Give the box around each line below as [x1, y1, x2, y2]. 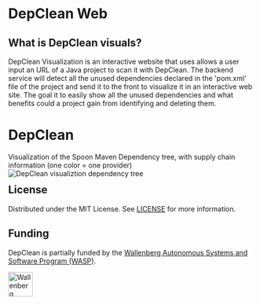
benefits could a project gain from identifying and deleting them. [8, 99, 217, 108]
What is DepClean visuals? [8, 36, 142, 50]
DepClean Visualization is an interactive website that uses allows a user [8, 57, 240, 66]
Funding [8, 227, 49, 241]
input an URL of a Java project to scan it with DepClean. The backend [8, 65, 234, 75]
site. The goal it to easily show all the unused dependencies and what [8, 90, 234, 99]
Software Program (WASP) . [8, 256, 97, 266]
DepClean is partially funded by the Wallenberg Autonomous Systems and [8, 248, 248, 257]
